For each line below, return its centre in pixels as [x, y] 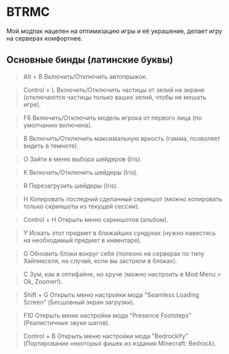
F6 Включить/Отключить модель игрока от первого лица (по [112, 118]
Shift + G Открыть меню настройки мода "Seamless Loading [111, 295]
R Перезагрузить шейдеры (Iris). [71, 186]
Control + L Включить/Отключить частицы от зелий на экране [114, 89]
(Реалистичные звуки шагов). [67, 322]
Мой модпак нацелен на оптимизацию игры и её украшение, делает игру [114, 31]
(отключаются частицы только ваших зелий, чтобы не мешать [114, 97]
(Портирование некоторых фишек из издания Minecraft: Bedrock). [120, 343]
